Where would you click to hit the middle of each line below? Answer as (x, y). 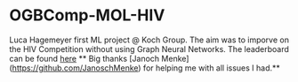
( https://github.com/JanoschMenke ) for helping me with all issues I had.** (145, 68)
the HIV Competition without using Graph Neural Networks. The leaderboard (149, 48)
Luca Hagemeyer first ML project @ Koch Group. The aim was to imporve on (149, 40)
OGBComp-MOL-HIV (87, 15)
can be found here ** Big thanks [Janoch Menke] (99, 58)
